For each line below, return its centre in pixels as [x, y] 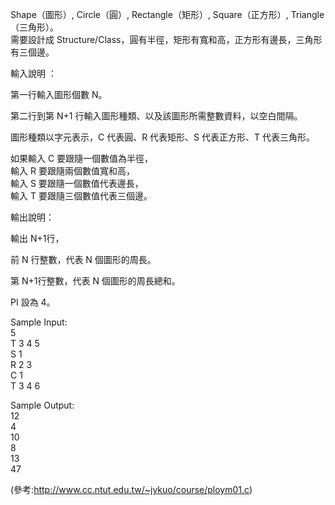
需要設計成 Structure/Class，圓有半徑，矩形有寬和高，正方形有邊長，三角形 [166, 39]
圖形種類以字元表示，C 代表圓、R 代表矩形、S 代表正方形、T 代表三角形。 [163, 137]
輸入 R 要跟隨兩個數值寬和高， [72, 171]
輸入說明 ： [33, 73]
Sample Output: [42, 405]
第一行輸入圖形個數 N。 [59, 94]
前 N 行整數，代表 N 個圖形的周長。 [83, 259]
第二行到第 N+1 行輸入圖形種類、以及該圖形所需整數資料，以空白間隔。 [156, 116]
